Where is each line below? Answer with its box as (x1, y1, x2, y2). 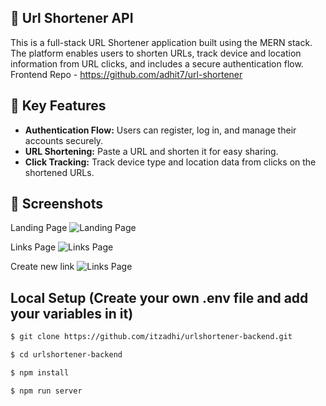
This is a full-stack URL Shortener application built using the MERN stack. (10, 36, 313, 48)
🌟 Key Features (10, 97, 107, 115)
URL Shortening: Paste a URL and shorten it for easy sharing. (24, 145, 279, 157)
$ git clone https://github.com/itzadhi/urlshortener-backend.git (10, 332, 293, 342)
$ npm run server (10, 386, 83, 396)
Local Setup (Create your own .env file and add (10, 289, 309, 306)
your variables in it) (10, 305, 134, 322)
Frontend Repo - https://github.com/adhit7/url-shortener (10, 68, 243, 80)
